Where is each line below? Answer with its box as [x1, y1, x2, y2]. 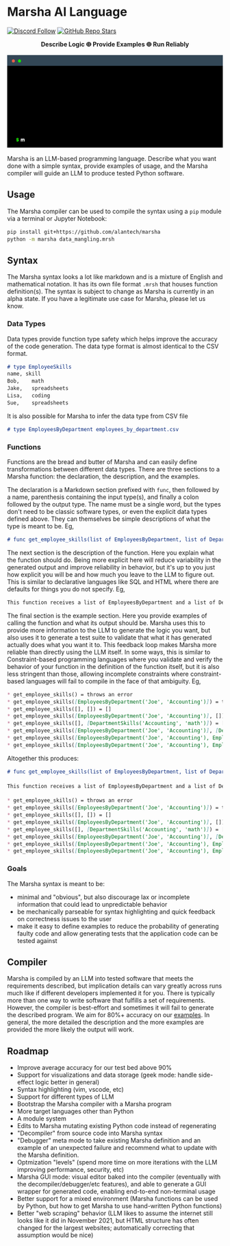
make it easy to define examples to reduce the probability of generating [16, 922, 219, 930]
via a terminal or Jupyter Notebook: [7, 214, 107, 223]
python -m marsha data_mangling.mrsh [7, 236, 115, 243]
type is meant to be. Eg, [7, 522, 74, 530]
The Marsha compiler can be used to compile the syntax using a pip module [7, 207, 222, 215]
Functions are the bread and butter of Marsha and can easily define [7, 458, 197, 466]
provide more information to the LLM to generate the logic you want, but [7, 626, 211, 634]
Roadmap [7, 1045, 49, 1057]
